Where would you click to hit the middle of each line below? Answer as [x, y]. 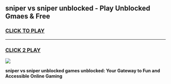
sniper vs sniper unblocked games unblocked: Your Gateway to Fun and [83, 70]
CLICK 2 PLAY [23, 50]
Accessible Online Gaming [34, 76]
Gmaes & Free [28, 17]
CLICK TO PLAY [25, 31]
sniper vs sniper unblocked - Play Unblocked [78, 8]
